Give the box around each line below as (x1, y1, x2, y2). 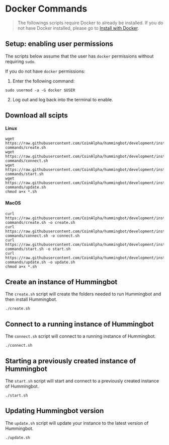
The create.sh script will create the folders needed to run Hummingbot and (5, 291, 161, 297)
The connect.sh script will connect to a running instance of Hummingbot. (5, 333, 156, 339)
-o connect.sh (50, 233, 80, 238)
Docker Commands (5, 3, 88, 15)
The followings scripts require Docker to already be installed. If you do (17, 20, 163, 26)
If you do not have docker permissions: (5, 68, 86, 74)
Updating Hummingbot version (5, 407, 104, 415)
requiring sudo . (5, 58, 36, 65)
